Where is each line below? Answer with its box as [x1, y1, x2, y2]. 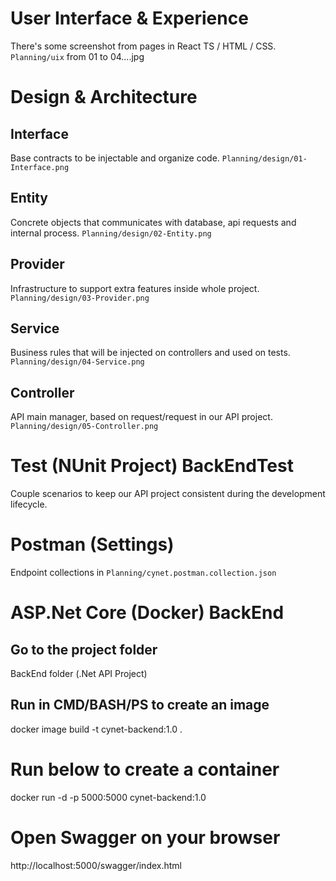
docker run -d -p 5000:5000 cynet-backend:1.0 [10, 791, 207, 803]
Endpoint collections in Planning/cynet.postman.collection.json [10, 567, 277, 579]
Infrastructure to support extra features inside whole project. [10, 282, 260, 294]
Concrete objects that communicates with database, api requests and [10, 216, 297, 228]
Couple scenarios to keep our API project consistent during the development [10, 488, 326, 500]
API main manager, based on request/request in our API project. [10, 411, 273, 423]
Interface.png [10, 162, 70, 172]
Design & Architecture [10, 86, 198, 109]
